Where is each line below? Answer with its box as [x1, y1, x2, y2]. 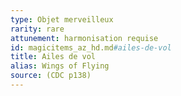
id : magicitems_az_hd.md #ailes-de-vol [10, 42, 172, 53]
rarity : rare [10, 24, 65, 34]
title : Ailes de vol [10, 52, 97, 62]
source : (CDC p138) [10, 71, 92, 81]
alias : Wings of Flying [10, 61, 110, 71]
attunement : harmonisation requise [10, 33, 159, 43]
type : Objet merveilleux [10, 14, 114, 25]
